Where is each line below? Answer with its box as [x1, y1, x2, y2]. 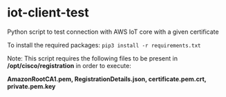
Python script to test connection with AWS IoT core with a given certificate [7, 28, 219, 36]
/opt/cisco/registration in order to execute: [7, 61, 131, 69]
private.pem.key [7, 82, 56, 90]
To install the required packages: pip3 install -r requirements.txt [7, 41, 201, 49]
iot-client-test [7, 5, 89, 21]
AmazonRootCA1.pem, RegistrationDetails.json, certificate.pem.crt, [7, 74, 207, 83]
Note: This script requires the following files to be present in [7, 54, 178, 63]
